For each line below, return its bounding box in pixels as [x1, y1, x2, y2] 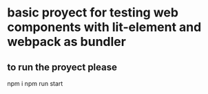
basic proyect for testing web [7, 5, 179, 21]
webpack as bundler [7, 34, 126, 49]
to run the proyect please [7, 61, 117, 73]
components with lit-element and [7, 19, 202, 35]
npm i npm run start [7, 80, 63, 87]
